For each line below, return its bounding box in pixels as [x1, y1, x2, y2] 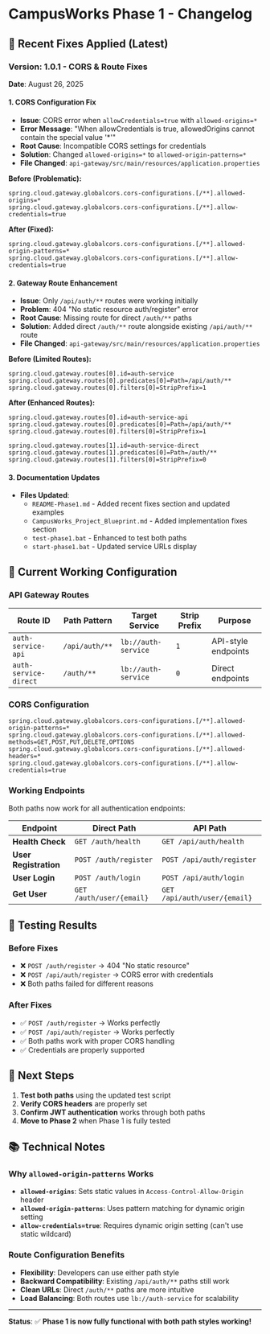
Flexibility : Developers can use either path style [19, 1267, 179, 1277]
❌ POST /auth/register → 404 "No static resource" [19, 961, 190, 971]
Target [131, 610, 157, 622]
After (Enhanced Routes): [8, 398, 95, 408]
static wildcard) [19, 1229, 72, 1239]
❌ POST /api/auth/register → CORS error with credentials [19, 970, 214, 979]
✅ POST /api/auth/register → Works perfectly [19, 1027, 175, 1036]
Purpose [218, 615, 252, 626]
